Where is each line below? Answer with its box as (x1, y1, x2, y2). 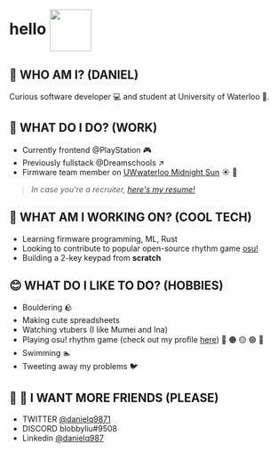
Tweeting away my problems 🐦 (21, 361, 139, 372)
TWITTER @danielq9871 (21, 414, 111, 424)
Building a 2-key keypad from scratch (21, 252, 162, 262)
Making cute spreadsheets (21, 315, 120, 326)
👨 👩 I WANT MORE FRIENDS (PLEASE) (9, 390, 219, 405)
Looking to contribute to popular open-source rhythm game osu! (21, 243, 259, 254)
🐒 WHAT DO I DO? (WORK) (9, 120, 158, 135)
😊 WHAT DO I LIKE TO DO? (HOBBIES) (9, 278, 224, 294)
